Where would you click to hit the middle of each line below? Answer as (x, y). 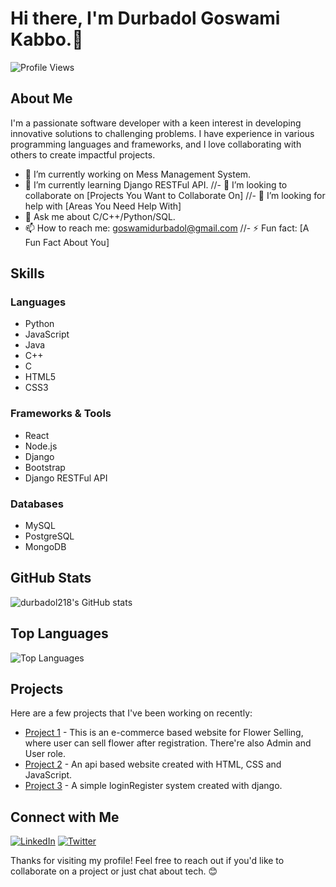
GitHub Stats (51, 578)
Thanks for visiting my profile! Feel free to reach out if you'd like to (147, 861)
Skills (27, 273)
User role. (45, 754)
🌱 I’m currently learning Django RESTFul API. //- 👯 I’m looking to (156, 184)
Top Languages (59, 633)
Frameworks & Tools (61, 414)
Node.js (41, 446)
